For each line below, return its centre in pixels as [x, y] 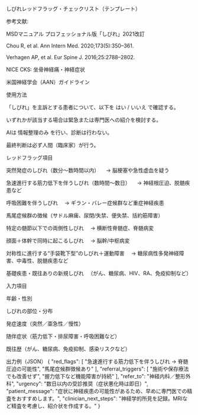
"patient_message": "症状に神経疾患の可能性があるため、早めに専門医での [97, 391]
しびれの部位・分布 [30, 311]
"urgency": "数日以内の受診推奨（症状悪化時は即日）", [82, 384]
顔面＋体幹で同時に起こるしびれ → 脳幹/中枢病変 [68, 241]
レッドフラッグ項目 [30, 158]
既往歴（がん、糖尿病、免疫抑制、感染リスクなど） [68, 349]
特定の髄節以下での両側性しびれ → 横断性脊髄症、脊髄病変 [80, 228]
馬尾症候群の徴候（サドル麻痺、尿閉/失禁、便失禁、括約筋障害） [85, 216]
